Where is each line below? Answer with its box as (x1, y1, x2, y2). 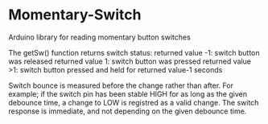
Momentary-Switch (8, 6, 142, 24)
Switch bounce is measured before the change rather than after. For (8, 81, 233, 90)
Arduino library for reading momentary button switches (8, 32, 191, 42)
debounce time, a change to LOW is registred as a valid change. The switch (8, 97, 259, 107)
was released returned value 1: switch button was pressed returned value (8, 56, 252, 66)
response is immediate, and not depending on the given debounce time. (8, 106, 247, 116)
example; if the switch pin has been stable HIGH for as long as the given (8, 89, 248, 98)
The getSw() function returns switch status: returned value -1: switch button (8, 48, 260, 57)
